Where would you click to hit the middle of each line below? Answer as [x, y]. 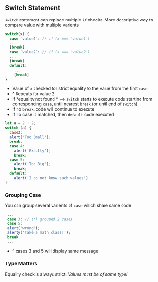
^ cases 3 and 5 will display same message [55, 251]
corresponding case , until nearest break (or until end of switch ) [75, 104]
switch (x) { [17, 34]
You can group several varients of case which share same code [68, 205]
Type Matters [21, 264]
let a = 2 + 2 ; [20, 123]
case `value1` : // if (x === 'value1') [50, 39]
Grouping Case [23, 195]
